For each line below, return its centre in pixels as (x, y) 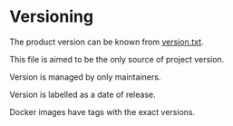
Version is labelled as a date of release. (83, 94)
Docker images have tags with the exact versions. (102, 111)
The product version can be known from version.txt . (107, 42)
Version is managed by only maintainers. (85, 77)
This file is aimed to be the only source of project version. (117, 59)
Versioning (51, 17)
